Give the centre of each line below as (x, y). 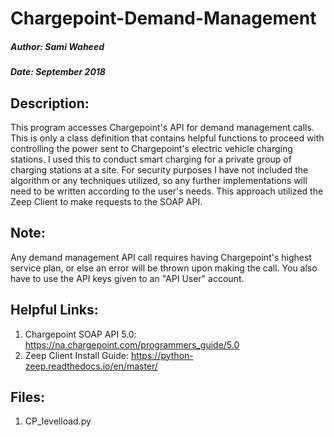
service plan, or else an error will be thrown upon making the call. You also (164, 268)
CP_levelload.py (58, 421)
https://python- (162, 355)
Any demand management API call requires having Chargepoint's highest (161, 257)
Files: (27, 397)
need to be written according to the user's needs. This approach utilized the (167, 191)
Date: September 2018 (58, 72)
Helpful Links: (54, 310)
